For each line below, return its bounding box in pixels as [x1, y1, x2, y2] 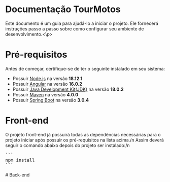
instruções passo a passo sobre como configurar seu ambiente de [5, 25, 144, 31]
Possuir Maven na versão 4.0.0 [12, 91, 79, 97]
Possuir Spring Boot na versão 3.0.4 [12, 97, 89, 103]
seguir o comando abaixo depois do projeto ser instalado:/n [5, 142, 130, 148]
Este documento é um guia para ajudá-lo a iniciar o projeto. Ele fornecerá [5, 20, 158, 26]
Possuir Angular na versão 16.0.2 [12, 81, 83, 87]
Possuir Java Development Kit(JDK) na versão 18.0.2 [12, 86, 124, 92]
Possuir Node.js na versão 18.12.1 [12, 75, 83, 82]
